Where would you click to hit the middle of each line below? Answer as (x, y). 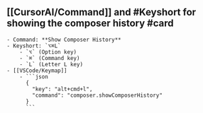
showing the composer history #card (90, 24)
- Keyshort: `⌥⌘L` (34, 46)
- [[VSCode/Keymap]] (37, 71)
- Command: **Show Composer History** (64, 40)
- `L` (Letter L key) (51, 64)
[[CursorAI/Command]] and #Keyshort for (101, 12)
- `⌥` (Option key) (48, 52)
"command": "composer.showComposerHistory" (97, 95)
